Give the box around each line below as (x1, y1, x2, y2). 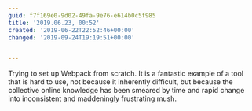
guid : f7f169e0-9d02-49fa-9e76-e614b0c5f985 (8, 11, 156, 20)
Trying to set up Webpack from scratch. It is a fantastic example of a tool (8, 68, 243, 79)
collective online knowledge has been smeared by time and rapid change (8, 86, 245, 95)
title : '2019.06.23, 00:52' (8, 19, 100, 27)
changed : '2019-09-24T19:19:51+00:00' (8, 33, 135, 42)
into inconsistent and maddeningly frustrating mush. (8, 94, 177, 103)
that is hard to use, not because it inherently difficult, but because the (8, 77, 233, 87)
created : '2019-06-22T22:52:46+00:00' (8, 26, 135, 34)
